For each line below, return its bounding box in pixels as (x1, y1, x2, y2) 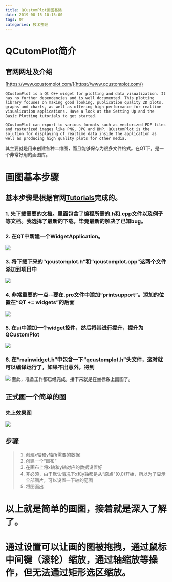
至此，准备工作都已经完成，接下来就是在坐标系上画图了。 (11, 376, 133, 383)
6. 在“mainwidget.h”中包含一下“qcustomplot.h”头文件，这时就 (5, 356, 163, 363)
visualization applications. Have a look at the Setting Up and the (5, 109, 155, 114)
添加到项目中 (5, 265, 37, 273)
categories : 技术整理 (5, 21, 49, 27)
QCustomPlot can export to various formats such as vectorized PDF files (5, 122, 166, 128)
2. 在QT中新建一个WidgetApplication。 (5, 233, 104, 240)
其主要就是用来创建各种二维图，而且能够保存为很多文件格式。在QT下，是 (5, 145, 160, 151)
